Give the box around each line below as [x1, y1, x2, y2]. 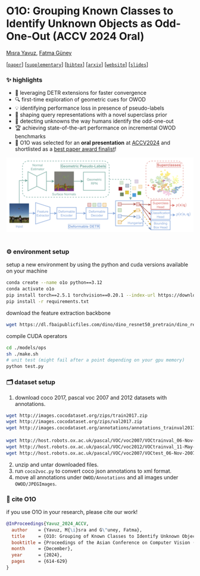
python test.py [6, 364, 44, 370]
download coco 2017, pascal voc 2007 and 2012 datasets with [14, 394, 167, 401]
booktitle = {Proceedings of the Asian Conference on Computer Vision [11, 540, 190, 546]
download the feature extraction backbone [6, 309, 111, 317]
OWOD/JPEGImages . [14, 480, 57, 487]
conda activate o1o [6, 286, 55, 292]
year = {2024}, [11, 552, 62, 558]
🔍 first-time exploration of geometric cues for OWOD [14, 96, 146, 103]
